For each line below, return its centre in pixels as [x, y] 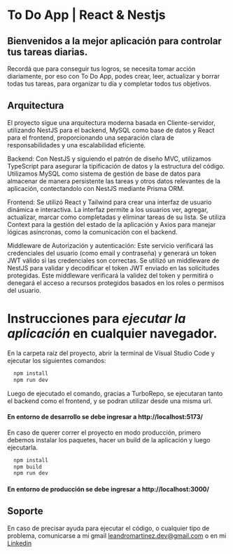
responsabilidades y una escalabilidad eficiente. [77, 145]
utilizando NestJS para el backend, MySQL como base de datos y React [111, 130]
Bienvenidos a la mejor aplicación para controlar [114, 41]
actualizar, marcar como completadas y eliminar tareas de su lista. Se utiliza [116, 217]
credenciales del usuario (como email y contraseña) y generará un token [112, 253]
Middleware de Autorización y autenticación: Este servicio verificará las [110, 245]
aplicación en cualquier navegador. [112, 334]
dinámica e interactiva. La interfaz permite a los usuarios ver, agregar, [108, 209]
